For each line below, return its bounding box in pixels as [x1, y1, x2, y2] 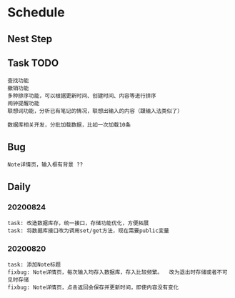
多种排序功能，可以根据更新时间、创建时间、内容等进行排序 [7, 92, 156, 100]
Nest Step [7, 33, 52, 45]
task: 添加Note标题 [7, 262, 61, 269]
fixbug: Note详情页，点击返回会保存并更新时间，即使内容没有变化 [7, 284, 179, 292]
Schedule [7, 4, 66, 21]
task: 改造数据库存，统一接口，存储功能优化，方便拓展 [7, 219, 149, 227]
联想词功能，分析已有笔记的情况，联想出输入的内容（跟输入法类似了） [7, 108, 184, 115]
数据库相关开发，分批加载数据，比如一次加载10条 [7, 121, 131, 129]
